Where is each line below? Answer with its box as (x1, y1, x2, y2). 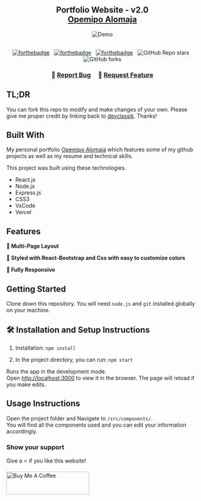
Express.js (15, 189, 41, 196)
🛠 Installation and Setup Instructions (6, 325, 150, 335)
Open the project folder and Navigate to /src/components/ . (6, 414, 153, 422)
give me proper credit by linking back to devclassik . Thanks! (6, 112, 157, 120)
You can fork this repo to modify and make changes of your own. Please (6, 106, 188, 113)
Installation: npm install (15, 344, 76, 351)
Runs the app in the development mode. (6, 367, 107, 375)
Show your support (6, 442, 65, 451)
